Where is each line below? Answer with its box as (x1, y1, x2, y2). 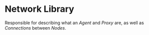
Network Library (5, 3, 75, 15)
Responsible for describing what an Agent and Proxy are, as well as (5, 20, 144, 26)
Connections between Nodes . (5, 25, 66, 31)
